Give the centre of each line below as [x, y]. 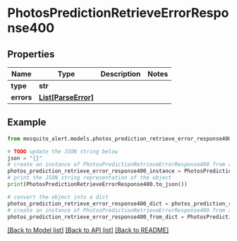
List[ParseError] [66, 97]
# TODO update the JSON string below [63, 151]
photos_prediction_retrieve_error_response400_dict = [88, 204]
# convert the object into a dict [58, 197]
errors [22, 97]
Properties [31, 54]
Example [27, 123]
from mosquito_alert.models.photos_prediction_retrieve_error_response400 [120, 139]
